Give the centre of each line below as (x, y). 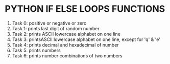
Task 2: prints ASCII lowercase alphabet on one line (66, 34)
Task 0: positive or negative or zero (49, 23)
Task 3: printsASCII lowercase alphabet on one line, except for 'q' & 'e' (86, 39)
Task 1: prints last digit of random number (56, 28)
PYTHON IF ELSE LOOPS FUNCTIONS (85, 9)
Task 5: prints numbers (36, 50)
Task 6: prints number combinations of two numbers (67, 56)
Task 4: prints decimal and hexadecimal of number (65, 45)
